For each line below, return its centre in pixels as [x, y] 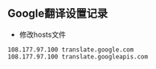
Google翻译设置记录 [57, 14]
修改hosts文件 [42, 34]
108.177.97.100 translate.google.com [71, 50]
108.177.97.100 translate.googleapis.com [78, 57]
